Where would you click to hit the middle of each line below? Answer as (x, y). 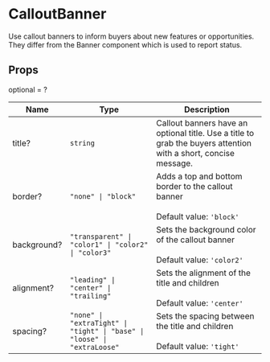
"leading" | (92, 280)
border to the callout (194, 186)
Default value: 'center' (200, 302)
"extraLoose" (94, 347)
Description (207, 109)
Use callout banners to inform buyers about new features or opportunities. (131, 36)
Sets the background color (206, 229)
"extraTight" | (99, 323)
